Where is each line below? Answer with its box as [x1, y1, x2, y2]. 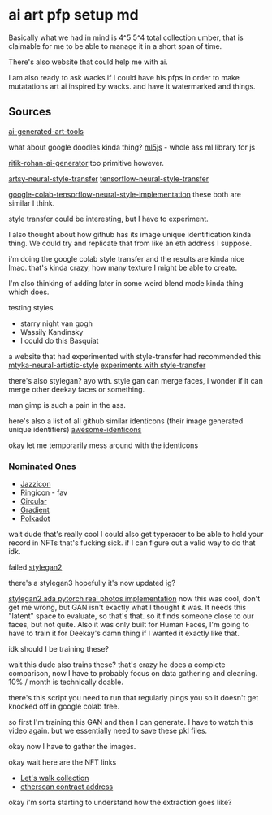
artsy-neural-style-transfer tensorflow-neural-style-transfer [8, 173, 209, 184]
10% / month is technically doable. [8, 677, 123, 687]
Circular [19, 496, 47, 506]
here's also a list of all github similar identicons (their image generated [8, 416, 244, 426]
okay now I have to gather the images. [8, 742, 136, 752]
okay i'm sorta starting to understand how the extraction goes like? [8, 798, 232, 808]
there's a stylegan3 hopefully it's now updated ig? [8, 579, 176, 588]
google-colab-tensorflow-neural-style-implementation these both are [8, 189, 242, 199]
